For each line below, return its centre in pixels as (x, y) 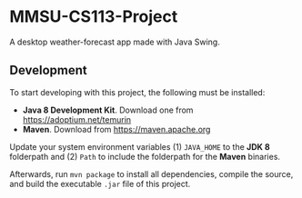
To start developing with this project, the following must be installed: (137, 92)
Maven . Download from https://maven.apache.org (116, 129)
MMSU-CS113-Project (94, 17)
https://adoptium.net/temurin (77, 119)
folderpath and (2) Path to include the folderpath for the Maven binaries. (145, 156)
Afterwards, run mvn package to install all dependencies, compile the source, (151, 173)
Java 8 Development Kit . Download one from (108, 110)
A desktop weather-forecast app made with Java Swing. (115, 42)
